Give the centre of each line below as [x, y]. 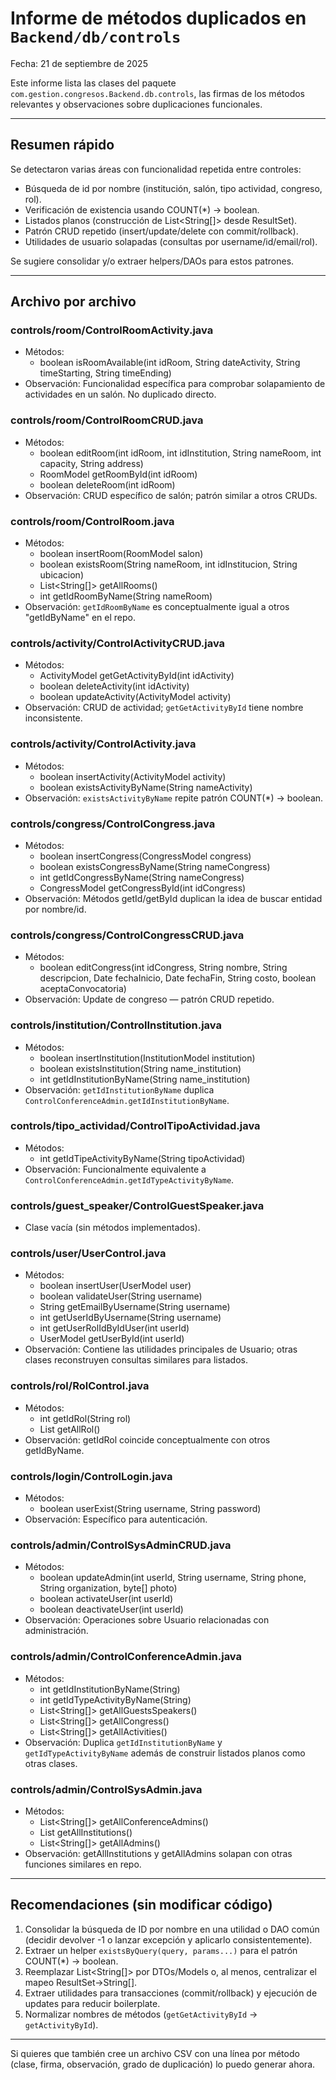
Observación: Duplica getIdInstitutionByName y [123, 1742]
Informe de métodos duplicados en [158, 18]
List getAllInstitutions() [86, 1832]
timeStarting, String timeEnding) [105, 373]
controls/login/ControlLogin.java [91, 1476]
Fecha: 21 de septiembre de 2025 [79, 63]
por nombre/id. [55, 909]
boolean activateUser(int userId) [106, 1599]
